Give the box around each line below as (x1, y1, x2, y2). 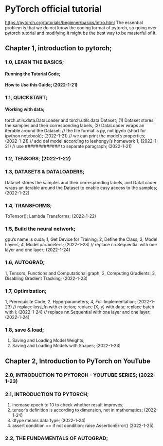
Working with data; (5, 106, 45, 112)
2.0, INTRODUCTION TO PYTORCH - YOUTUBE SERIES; (5, 371, 138, 378)
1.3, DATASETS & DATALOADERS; (5, 169, 85, 175)
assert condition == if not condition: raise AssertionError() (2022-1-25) (12, 423, 154, 428)
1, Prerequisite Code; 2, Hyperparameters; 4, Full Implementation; (5, 298, 136, 304)
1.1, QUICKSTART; (5, 94, 48, 101)
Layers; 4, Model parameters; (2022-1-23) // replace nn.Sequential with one (5, 242, 157, 248)
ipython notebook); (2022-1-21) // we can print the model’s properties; (5, 133, 146, 139)
